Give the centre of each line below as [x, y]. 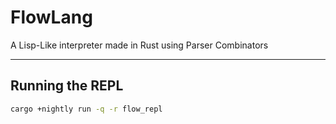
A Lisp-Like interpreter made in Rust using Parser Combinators [139, 45]
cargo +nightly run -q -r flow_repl [86, 109]
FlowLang [51, 17]
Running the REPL [67, 86]
